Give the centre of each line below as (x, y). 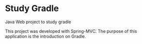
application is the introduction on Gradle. (45, 36)
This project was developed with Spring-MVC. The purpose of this (71, 31)
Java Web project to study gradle (38, 22)
